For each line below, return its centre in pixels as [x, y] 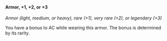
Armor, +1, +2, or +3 [26, 7]
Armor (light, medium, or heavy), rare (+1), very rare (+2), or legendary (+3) [83, 18]
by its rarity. [18, 33]
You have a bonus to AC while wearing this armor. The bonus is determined [83, 28]
